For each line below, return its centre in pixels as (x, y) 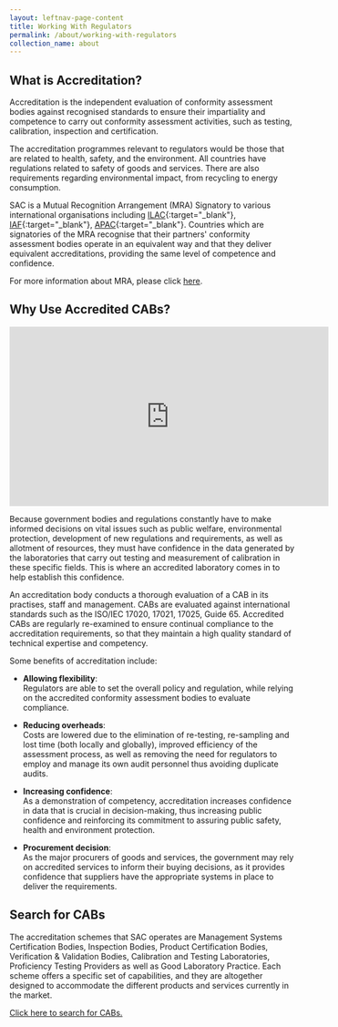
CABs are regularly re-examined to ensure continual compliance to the (142, 623)
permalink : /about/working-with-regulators (93, 35)
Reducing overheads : (64, 724)
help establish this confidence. (67, 577)
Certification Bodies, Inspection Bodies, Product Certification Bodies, (139, 946)
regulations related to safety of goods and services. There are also (134, 169)
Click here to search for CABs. (66, 1012)
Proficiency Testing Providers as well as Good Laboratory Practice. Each (145, 966)
